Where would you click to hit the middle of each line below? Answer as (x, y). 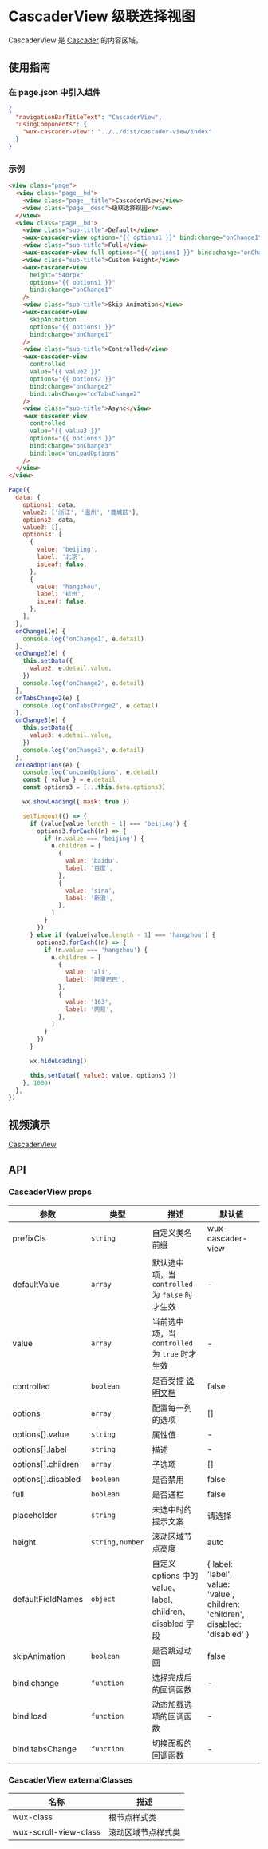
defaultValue (36, 1284)
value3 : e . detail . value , (71, 735)
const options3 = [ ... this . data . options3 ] (94, 787)
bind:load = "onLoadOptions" (74, 453)
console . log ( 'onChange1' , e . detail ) (84, 639)
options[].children (46, 1464)
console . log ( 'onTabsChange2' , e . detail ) (91, 705)
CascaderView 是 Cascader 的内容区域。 (76, 40)
